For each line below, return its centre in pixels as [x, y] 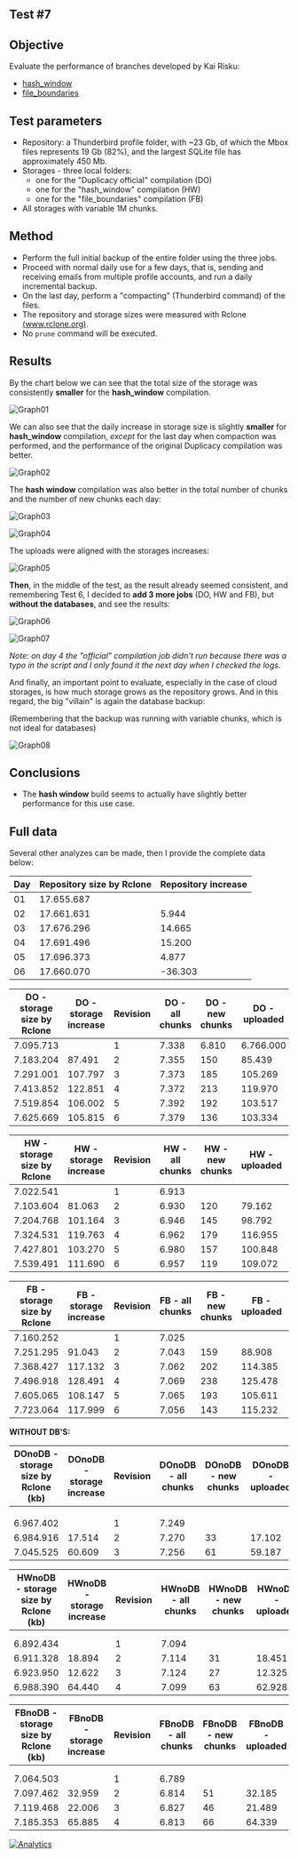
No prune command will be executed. [90, 333]
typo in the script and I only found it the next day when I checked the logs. [145, 665]
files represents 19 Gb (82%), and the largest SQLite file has [131, 152]
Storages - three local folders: [77, 171]
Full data [33, 832]
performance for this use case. [78, 804]
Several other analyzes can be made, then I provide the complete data [137, 853]
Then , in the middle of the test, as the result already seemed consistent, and [149, 585]
